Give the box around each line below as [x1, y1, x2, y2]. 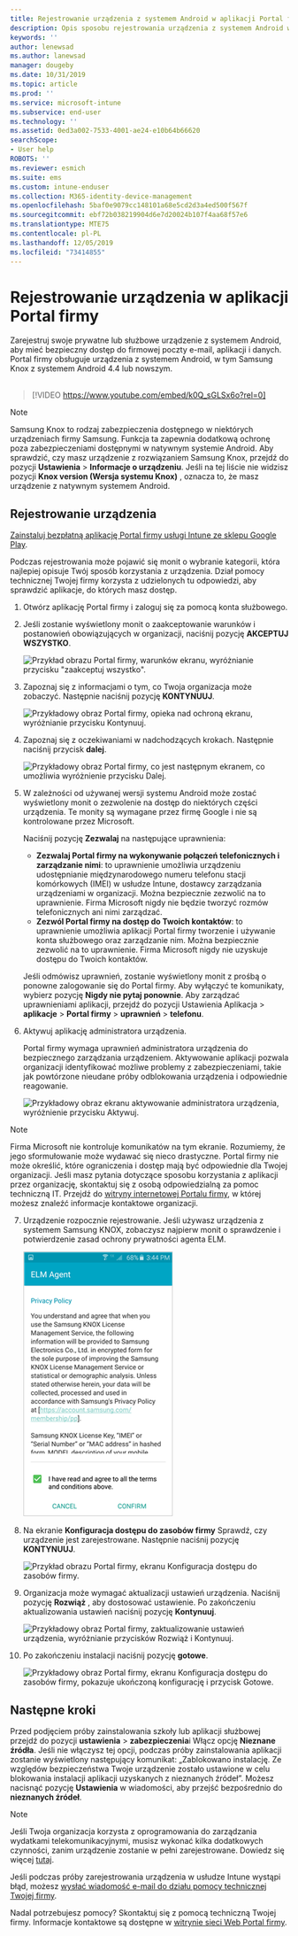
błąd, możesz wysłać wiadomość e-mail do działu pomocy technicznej [10, 1881, 267, 1892]
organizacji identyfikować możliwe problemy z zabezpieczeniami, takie [22, 1062, 282, 1073]
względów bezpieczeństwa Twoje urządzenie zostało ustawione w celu [10, 1763, 271, 1775]
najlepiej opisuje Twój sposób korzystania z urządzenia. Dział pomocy [10, 566, 264, 577]
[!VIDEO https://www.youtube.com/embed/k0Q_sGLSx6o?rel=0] [31, 390, 266, 400]
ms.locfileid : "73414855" [10, 248, 105, 257]
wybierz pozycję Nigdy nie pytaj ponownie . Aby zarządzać [22, 990, 241, 1001]
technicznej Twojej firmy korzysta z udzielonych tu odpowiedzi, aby [10, 576, 257, 586]
